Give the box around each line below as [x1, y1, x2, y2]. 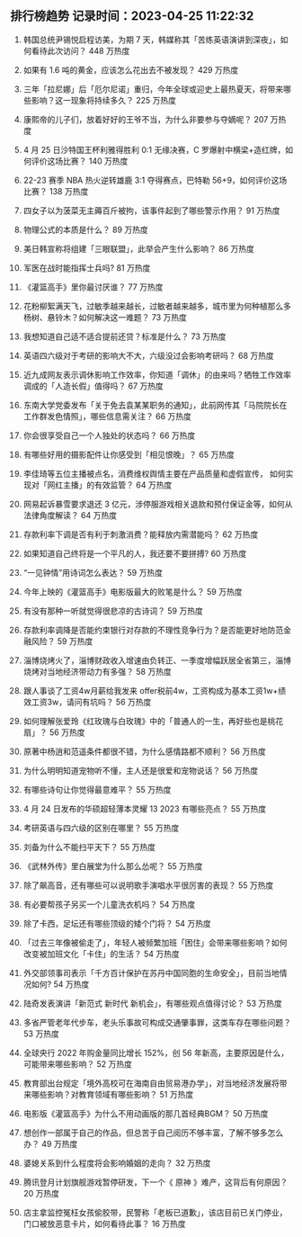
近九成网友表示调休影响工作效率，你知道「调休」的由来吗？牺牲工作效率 [22, 369, 291, 380]
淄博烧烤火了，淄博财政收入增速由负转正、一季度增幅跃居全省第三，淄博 [22, 655, 291, 666]
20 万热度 [22, 1188, 60, 1198]
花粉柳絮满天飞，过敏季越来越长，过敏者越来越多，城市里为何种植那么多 [22, 300, 291, 311]
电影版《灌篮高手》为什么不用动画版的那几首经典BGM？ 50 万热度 [22, 1107, 269, 1118]
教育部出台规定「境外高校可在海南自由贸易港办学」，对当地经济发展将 [22, 1078, 280, 1089]
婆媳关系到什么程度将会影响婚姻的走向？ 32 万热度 [22, 1157, 211, 1168]
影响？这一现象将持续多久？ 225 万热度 [31, 94, 177, 105]
